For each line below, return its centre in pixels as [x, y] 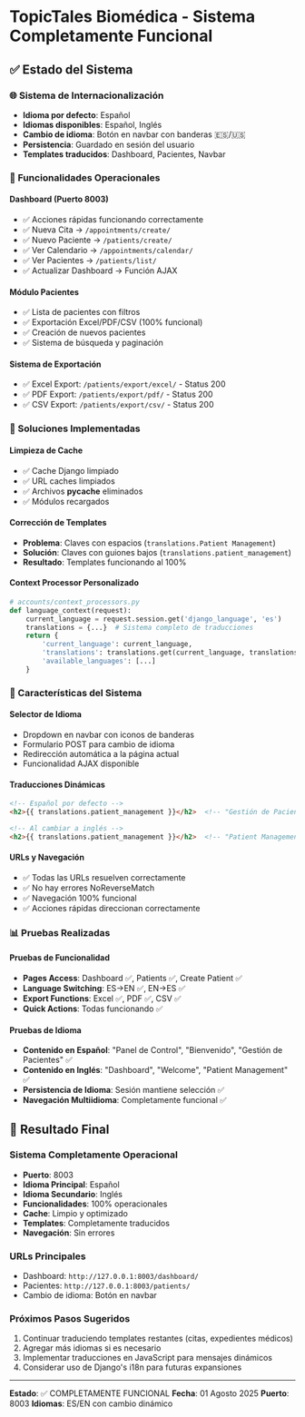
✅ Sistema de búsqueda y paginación [93, 343]
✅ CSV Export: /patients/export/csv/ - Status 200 [118, 405]
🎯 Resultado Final [59, 1129]
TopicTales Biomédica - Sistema [133, 17]
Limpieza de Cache [46, 450]
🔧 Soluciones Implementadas [75, 428]
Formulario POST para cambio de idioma [98, 744]
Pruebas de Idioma [45, 1030]
